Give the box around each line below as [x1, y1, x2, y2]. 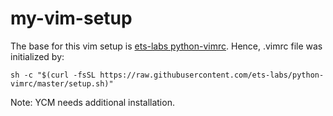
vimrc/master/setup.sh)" [10, 78, 114, 89]
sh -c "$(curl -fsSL [10, 70, 97, 80]
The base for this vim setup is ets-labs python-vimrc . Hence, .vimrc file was [10, 40, 323, 52]
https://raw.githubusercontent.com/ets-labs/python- [99, 70, 325, 80]
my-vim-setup [10, 7, 133, 30]
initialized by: [10, 50, 65, 62]
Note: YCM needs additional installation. [10, 96, 175, 108]
